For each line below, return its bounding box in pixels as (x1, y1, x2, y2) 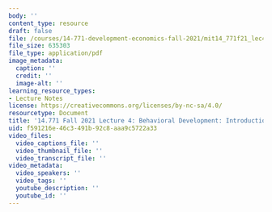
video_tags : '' (15, 177, 67, 185)
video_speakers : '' (15, 169, 82, 177)
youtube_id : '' (15, 191, 67, 200)
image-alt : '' (15, 79, 63, 87)
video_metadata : (8, 162, 63, 170)
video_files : (8, 131, 53, 139)
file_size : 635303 (8, 42, 70, 50)
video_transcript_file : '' (15, 154, 107, 162)
